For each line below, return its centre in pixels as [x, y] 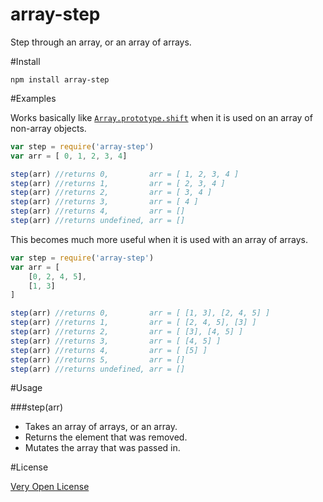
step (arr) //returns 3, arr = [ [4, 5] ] [116, 341]
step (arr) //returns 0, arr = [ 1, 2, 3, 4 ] [125, 174]
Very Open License [50, 487]
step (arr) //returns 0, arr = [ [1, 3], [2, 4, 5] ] [140, 313]
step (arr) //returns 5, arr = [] [98, 359]
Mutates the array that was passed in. [102, 448]
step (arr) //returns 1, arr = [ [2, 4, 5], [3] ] [133, 323]
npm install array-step [60, 79]
